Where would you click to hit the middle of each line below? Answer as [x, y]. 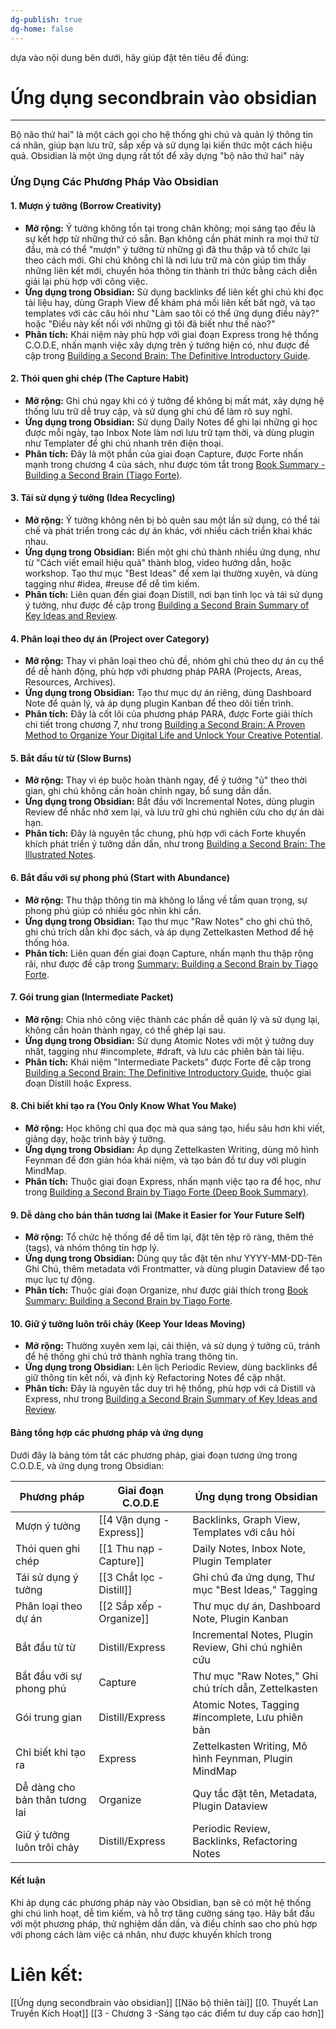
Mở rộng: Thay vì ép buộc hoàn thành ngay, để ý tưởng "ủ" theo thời [166, 780]
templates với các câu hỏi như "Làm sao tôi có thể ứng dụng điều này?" [172, 313]
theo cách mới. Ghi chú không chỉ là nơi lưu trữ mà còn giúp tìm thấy [165, 260]
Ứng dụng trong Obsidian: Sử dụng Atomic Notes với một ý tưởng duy [169, 1040]
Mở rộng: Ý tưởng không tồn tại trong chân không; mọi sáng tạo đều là [170, 228]
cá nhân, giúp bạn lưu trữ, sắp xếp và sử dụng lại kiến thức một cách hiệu [161, 145]
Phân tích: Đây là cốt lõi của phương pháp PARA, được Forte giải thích [168, 714]
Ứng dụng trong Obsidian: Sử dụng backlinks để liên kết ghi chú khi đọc [174, 292]
